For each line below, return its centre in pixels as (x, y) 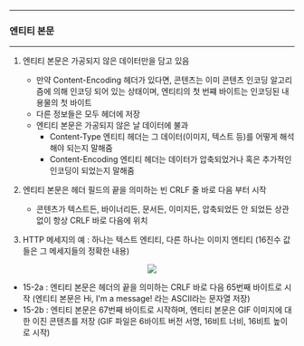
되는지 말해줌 (90, 148)
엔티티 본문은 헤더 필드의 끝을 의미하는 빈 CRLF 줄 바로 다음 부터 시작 (144, 190)
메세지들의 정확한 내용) (90, 251)
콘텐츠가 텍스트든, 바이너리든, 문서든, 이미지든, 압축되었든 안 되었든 (154, 209)
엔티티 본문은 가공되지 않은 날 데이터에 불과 (112, 125)
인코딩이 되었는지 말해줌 (92, 171)
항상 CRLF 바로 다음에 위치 (100, 221)
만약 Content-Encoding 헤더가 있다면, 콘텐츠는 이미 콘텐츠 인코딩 (152, 80)
